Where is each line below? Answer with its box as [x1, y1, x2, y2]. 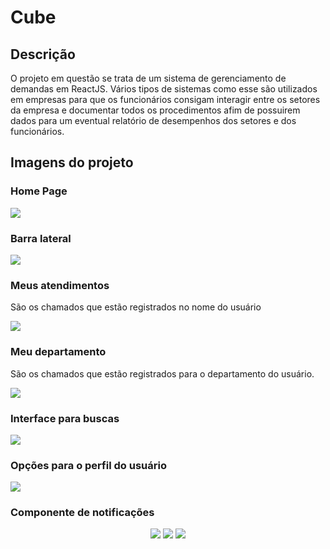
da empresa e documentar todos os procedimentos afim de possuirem [10, 104, 301, 116]
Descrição [10, 46, 76, 63]
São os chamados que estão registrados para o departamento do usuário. [10, 367, 315, 380]
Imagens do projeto [10, 154, 134, 171]
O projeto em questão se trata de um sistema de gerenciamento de [10, 72, 287, 84]
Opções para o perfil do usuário [10, 458, 167, 472]
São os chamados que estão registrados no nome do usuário [10, 301, 262, 313]
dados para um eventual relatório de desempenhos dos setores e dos [10, 115, 297, 126]
